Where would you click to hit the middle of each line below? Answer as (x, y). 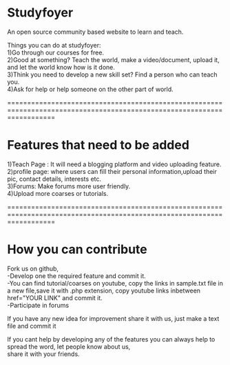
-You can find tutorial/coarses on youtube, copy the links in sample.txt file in (115, 283)
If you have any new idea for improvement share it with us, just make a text (113, 318)
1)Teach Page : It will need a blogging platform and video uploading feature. (114, 164)
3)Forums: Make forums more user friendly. (69, 186)
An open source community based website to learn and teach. (95, 32)
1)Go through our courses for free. (56, 52)
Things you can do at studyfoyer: (54, 45)
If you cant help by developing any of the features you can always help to (111, 339)
